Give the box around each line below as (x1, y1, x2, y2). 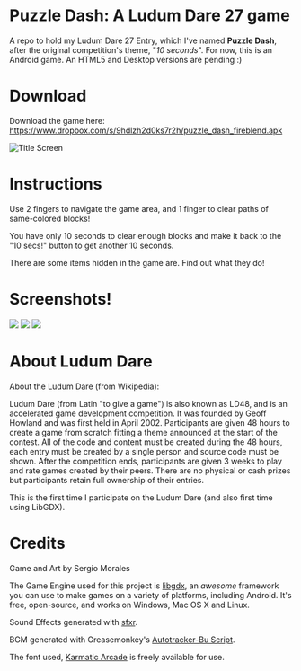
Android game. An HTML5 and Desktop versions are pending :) (9, 54, 243, 65)
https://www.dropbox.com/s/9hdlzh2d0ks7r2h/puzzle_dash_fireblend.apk (9, 125, 283, 136)
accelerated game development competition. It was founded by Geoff (9, 408, 267, 419)
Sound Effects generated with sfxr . (9, 616, 137, 627)
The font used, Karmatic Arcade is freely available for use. (9, 651, 225, 662)
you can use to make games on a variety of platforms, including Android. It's (9, 589, 292, 600)
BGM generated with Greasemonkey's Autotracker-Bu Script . (9, 634, 235, 645)
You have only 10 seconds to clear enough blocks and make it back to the (9, 230, 282, 241)
